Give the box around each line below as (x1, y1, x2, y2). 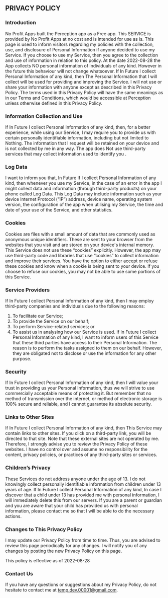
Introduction (5, 19, 36, 26)
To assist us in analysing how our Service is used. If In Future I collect (12, 329, 156, 335)
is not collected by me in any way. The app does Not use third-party (5, 145, 146, 152)
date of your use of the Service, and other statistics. (5, 207, 113, 213)
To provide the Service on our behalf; (12, 318, 90, 324)
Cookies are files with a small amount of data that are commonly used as (5, 231, 155, 237)
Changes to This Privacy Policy (5, 526, 83, 533)
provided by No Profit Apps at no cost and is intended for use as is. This (5, 36, 154, 42)
